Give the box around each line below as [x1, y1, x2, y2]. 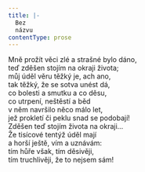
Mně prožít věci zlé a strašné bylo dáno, [8, 55, 137, 64]
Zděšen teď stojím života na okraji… [8, 122, 124, 131]
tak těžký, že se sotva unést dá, [8, 80, 111, 90]
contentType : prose [8, 33, 72, 42]
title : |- [8, 11, 41, 20]
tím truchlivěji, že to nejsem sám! [8, 155, 114, 165]
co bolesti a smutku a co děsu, [8, 88, 107, 98]
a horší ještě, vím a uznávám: [8, 138, 103, 148]
